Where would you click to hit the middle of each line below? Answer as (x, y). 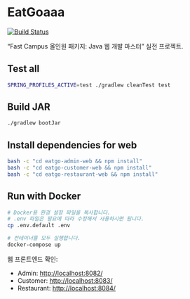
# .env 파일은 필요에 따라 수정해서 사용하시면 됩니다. (76, 219)
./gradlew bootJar (34, 123)
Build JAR (29, 107)
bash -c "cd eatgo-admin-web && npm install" (75, 161)
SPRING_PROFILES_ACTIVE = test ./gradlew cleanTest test (89, 85)
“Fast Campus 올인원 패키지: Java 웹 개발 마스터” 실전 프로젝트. (95, 46)
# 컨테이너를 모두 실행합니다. (44, 238)
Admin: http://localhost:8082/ (60, 273)
